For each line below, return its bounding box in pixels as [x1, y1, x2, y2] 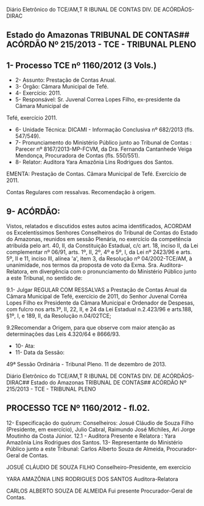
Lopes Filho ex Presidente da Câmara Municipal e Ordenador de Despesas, [6, 299, 195, 306]
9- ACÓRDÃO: [6, 206, 61, 217]
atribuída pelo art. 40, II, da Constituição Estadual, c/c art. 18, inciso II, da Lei [6, 242, 199, 250]
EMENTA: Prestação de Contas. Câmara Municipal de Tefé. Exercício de [6, 170, 187, 178]
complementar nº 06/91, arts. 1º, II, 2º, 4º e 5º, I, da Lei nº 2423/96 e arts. [6, 248, 192, 256]
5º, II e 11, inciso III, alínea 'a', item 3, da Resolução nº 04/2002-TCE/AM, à [6, 255, 192, 262]
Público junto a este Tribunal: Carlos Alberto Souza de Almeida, [6, 445, 166, 452]
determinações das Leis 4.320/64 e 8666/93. [6, 330, 121, 338]
